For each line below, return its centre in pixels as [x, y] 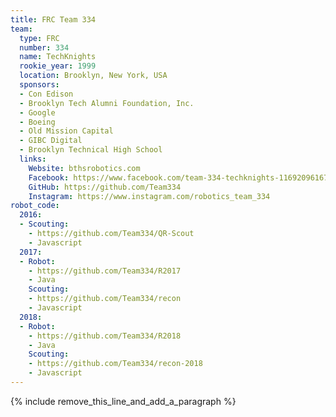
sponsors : [39, 85]
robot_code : [35, 206]
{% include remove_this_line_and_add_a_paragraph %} [123, 401]
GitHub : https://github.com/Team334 [105, 187]
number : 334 [44, 47]
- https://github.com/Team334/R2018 [105, 336]
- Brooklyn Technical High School [91, 150]
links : [33, 159]
